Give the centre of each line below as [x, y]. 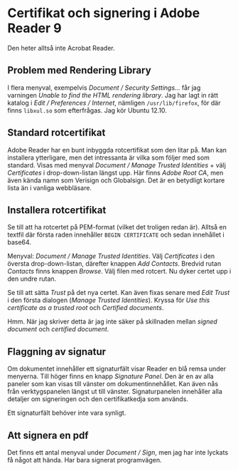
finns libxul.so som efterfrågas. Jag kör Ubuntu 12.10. [87, 110]
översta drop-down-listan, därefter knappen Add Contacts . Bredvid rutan [114, 264]
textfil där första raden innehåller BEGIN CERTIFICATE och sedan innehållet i [116, 235]
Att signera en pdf [48, 435]
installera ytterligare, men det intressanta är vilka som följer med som [108, 157]
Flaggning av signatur [57, 352]
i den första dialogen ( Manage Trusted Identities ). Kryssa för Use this [109, 300]
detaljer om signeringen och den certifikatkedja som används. [98, 399]
